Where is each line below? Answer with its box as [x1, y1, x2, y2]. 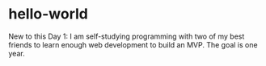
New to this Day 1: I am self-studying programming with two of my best [8, 31, 245, 41]
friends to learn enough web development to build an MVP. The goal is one [8, 39, 258, 49]
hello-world [8, 5, 89, 23]
